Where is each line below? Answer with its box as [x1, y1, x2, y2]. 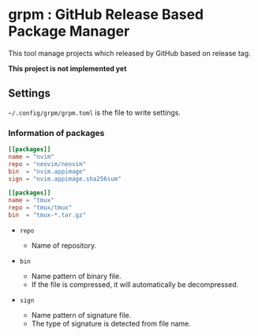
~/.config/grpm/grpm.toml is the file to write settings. [8, 108, 181, 117]
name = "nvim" [8, 153, 55, 160]
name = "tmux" [8, 196, 55, 205]
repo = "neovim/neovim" [8, 160, 87, 168]
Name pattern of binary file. [31, 271, 122, 281]
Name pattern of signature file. [31, 310, 132, 319]
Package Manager [8, 22, 130, 40]
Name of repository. [31, 240, 97, 250]
